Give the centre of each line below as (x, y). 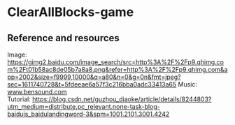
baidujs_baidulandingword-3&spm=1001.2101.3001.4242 (88, 114)
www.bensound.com (37, 92)
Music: (188, 84)
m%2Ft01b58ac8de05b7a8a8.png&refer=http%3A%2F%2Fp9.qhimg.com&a (117, 69)
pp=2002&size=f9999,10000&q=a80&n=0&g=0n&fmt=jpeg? (94, 77)
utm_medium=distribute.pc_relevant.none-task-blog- (84, 106)
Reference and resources (64, 38)
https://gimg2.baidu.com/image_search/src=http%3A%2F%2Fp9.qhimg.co (115, 62)
